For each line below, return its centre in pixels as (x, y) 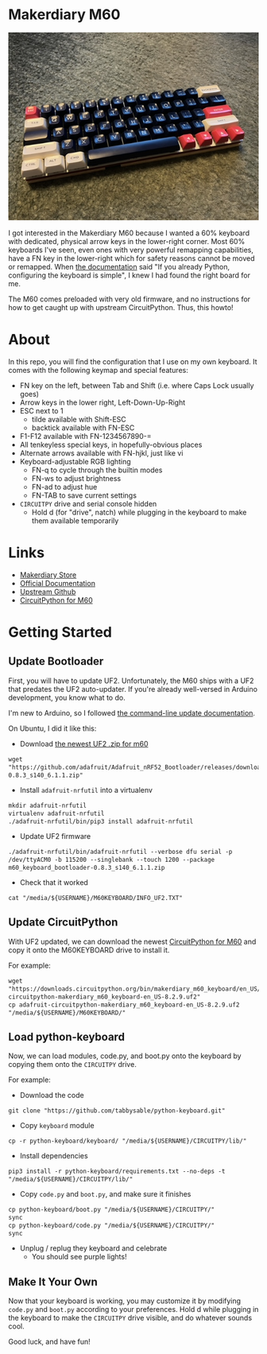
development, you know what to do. (67, 697)
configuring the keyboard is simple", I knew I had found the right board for (129, 275)
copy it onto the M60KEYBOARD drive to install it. (89, 950)
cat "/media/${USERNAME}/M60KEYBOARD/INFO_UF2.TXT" (95, 898)
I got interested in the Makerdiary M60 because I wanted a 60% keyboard (129, 233)
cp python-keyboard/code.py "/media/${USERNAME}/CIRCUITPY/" (112, 1226)
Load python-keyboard (67, 1037)
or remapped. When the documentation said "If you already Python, (119, 266)
